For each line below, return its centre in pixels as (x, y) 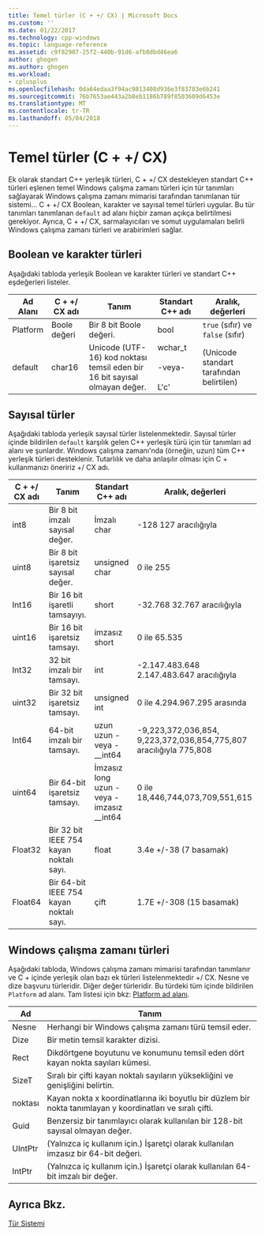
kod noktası (125, 357)
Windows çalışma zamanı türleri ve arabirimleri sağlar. (96, 229)
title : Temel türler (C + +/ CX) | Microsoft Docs (93, 15)
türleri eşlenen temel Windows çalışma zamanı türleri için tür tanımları (121, 187)
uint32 (24, 702)
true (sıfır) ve (227, 325)
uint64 (24, 793)
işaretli (61, 605)
